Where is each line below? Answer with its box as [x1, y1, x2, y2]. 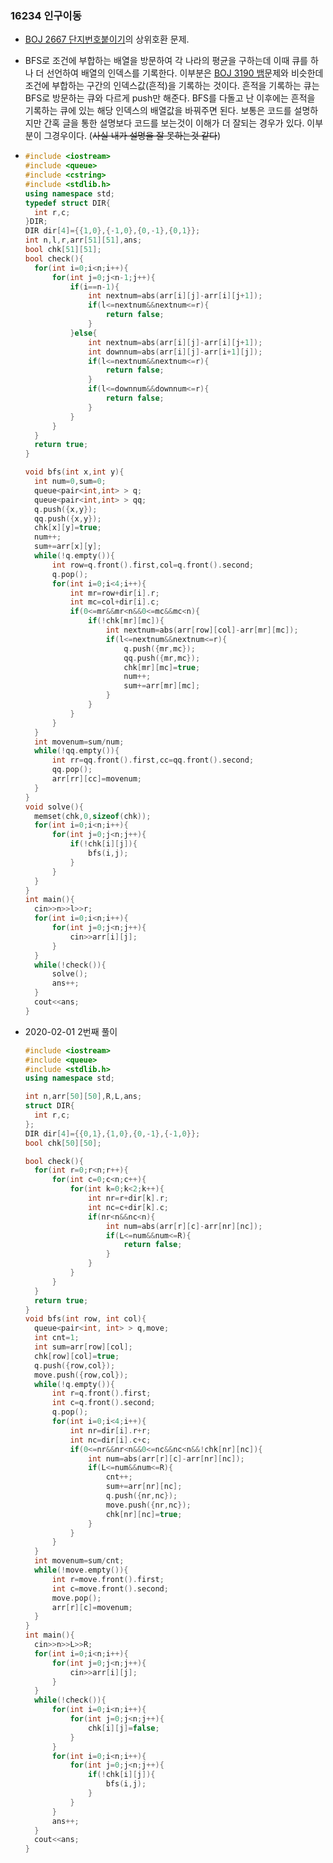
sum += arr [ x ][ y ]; [34, 542, 102, 552]
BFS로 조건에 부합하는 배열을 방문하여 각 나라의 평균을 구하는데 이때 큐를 [24, 55, 308, 67]
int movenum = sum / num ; [34, 737, 125, 747]
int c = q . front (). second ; [51, 1398, 156, 1408]
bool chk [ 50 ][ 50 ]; [24, 1138, 102, 1148]
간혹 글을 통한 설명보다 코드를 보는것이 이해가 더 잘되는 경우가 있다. [43, 117, 305, 129]
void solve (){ [24, 802, 84, 812]
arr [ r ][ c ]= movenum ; [51, 1602, 133, 1612]
